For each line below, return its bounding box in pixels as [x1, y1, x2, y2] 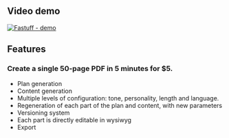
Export [17, 123, 36, 131]
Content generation [17, 87, 73, 95]
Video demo [7, 5, 61, 17]
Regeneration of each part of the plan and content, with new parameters [17, 101, 222, 109]
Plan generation [17, 79, 63, 87]
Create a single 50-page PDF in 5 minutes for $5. [7, 64, 173, 74]
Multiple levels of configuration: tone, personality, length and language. [17, 94, 219, 102]
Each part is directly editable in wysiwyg [17, 115, 132, 124]
